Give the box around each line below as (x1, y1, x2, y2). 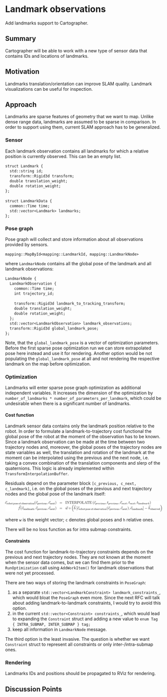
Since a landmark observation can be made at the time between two (5, 439, 145, 445)
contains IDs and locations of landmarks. (5, 53, 89, 59)
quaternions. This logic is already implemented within (5, 465, 114, 472)
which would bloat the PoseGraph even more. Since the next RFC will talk (12, 595, 160, 601)
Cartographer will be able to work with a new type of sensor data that (5, 47, 148, 53)
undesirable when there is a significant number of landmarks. (5, 400, 131, 407)
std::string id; (9, 169, 43, 174)
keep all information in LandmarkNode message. (12, 627, 107, 633)
